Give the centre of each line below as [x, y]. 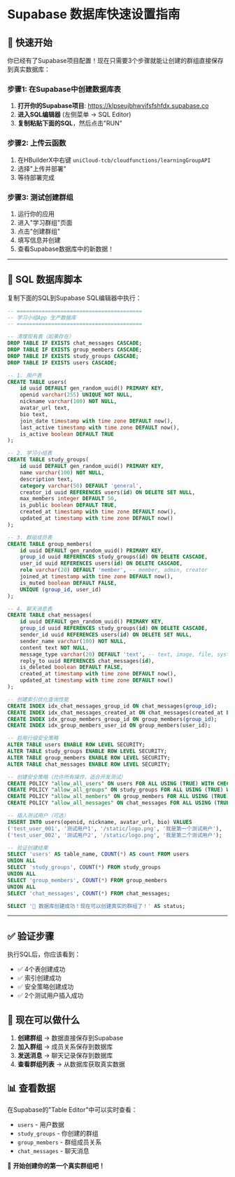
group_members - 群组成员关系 [59, 1142]
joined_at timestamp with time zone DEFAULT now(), [97, 577]
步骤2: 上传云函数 [37, 143]
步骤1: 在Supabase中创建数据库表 [64, 89]
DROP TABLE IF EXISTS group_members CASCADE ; [74, 350]
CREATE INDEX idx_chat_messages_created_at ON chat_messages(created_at [115, 713]
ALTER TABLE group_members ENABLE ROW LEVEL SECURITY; [89, 757]
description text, [47, 479]
